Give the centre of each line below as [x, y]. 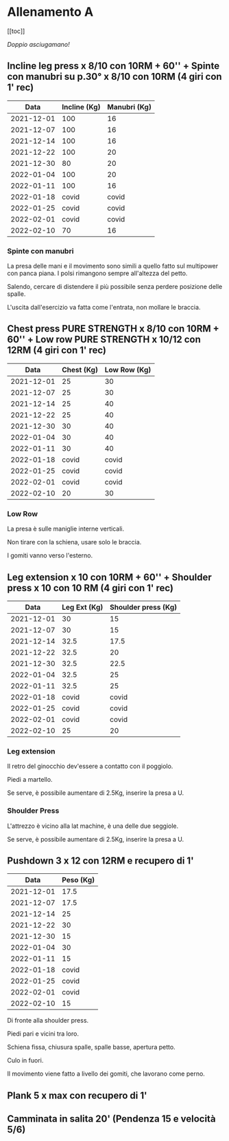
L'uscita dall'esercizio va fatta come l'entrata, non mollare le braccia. [104, 308]
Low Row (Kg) [128, 370]
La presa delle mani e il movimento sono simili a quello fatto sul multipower [113, 266]
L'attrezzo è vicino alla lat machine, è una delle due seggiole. [93, 826]
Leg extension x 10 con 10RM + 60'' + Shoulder [110, 577]
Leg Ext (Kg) [82, 607]
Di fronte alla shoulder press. [48, 1021]
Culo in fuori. [25, 1060]
